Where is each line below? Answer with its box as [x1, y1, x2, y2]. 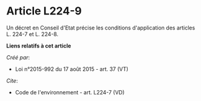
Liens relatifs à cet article [6, 42, 71, 49]
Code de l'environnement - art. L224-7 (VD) [15, 88, 125, 96]
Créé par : [6, 54, 30, 61]
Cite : [6, 77, 18, 84]
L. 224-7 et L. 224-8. [6, 30, 59, 37]
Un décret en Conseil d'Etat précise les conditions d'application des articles [6, 24, 196, 31]
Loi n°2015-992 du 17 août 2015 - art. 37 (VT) [15, 65, 129, 73]
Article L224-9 [6, 4, 82, 18]
